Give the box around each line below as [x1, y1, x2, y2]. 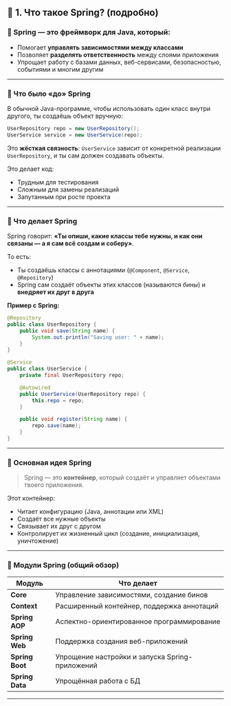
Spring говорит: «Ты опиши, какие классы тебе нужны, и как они [7, 232, 203, 240]
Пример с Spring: [7, 301, 60, 310]
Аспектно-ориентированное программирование [55, 616, 221, 626]
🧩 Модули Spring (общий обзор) [7, 561, 119, 570]
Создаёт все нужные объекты [16, 515, 106, 523]
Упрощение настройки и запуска [55, 652, 166, 661]
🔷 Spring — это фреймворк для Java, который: [7, 28, 170, 37]
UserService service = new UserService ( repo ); [7, 132, 143, 138]
